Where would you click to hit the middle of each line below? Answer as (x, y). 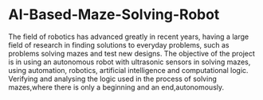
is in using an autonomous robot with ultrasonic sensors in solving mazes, (130, 62)
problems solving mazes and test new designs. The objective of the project (131, 53)
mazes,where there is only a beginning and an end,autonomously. (116, 87)
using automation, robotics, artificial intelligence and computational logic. (128, 70)
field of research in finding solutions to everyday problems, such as (119, 44)
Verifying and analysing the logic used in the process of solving (112, 79)
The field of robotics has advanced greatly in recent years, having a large (129, 37)
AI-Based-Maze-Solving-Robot (114, 15)
